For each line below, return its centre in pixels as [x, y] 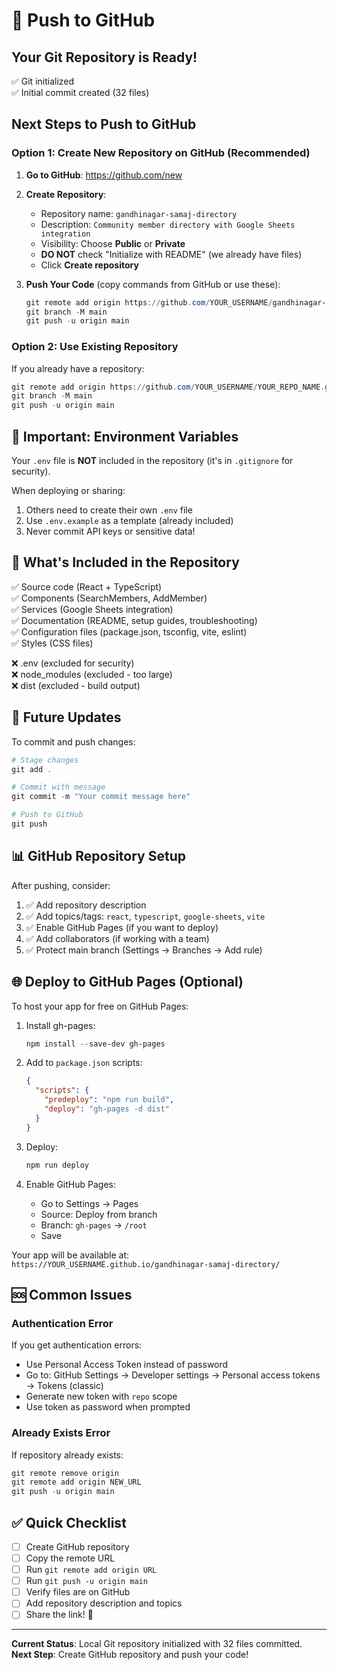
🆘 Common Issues [72, 1294]
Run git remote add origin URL [91, 1570]
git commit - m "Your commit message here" [101, 797]
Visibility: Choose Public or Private [113, 243]
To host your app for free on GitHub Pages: [100, 1006]
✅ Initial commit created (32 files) [80, 92]
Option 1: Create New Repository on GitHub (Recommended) [161, 153]
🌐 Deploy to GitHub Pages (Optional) [127, 982]
